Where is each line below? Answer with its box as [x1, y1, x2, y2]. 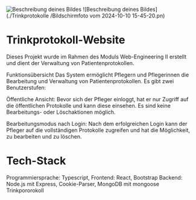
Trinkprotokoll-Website [6, 33, 125, 47]
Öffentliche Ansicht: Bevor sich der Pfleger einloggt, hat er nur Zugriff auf [6, 95, 189, 102]
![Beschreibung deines [83, 6, 139, 13]
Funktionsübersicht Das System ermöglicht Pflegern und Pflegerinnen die [6, 71, 189, 78]
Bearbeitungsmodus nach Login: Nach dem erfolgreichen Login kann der [6, 120, 188, 127]
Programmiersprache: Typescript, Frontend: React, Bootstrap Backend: [6, 173, 183, 181]
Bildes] [140, 6, 158, 13]
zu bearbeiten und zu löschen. [6, 133, 83, 140]
